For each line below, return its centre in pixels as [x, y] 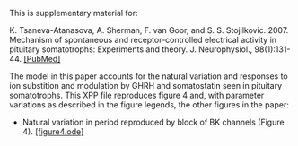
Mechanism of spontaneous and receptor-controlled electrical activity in [143, 40]
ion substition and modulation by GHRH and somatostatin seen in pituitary [146, 86]
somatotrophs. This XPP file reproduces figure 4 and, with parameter [137, 95]
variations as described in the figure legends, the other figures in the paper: [149, 105]
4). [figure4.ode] [53, 132]
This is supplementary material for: [74, 13]
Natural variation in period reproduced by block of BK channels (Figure [153, 122]
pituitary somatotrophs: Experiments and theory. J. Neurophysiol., [131, 49]
